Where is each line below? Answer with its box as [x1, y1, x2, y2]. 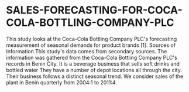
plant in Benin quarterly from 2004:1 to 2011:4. [6, 79, 117, 86]
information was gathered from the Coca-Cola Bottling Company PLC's [6, 54, 177, 61]
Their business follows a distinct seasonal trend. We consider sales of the [6, 73, 184, 80]
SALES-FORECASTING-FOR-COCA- [6, 4, 183, 17]
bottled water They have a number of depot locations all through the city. [6, 66, 183, 73]
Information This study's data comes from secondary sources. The [6, 47, 167, 54]
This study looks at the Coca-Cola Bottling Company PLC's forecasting [6, 35, 177, 42]
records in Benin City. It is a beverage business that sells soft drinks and [6, 60, 180, 67]
